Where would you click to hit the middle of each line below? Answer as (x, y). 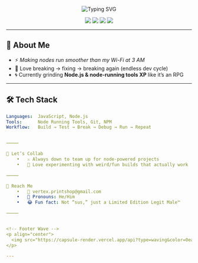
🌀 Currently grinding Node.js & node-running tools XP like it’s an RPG (99, 74)
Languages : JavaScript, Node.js (47, 116)
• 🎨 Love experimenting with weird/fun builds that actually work (103, 165)
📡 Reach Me (19, 186)
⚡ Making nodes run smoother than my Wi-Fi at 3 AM (80, 60)
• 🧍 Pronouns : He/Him (46, 197)
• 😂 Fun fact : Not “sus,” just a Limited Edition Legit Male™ (99, 203)
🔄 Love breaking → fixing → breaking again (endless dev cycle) (91, 68)
